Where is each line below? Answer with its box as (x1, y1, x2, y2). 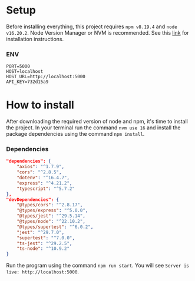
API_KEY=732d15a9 (6, 79, 49, 85)
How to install (6, 98, 75, 112)
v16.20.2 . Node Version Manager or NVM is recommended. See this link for (6, 29, 190, 36)
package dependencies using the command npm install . (6, 131, 145, 138)
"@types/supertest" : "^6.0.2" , (16, 224, 94, 230)
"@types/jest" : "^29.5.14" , (16, 213, 85, 219)
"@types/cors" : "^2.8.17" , (16, 202, 83, 208)
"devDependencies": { (6, 196, 60, 203)
